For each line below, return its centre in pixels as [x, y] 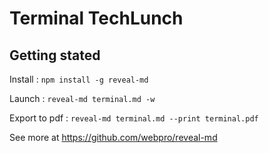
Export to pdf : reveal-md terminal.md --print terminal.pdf [134, 118]
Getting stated [55, 55]
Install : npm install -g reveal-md [79, 79]
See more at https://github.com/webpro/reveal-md [113, 137]
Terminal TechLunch [96, 18]
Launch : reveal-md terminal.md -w [82, 98]
